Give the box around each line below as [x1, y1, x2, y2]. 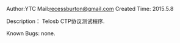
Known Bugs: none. [6, 30, 56, 37]
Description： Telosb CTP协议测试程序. [6, 18, 105, 25]
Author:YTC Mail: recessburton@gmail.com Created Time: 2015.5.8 [6, 5, 174, 12]
